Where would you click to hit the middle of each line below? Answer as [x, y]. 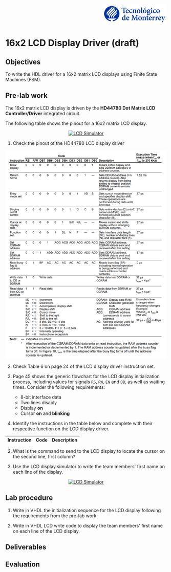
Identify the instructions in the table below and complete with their [82, 423]
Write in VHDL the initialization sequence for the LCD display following [87, 510]
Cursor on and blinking [45, 413]
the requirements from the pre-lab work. [55, 516]
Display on [32, 408]
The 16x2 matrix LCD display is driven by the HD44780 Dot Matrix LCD [80, 108]
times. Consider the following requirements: [59, 387]
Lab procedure [29, 498]
